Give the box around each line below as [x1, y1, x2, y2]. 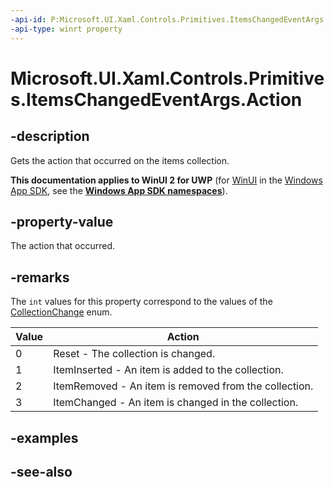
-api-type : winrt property [10, 24, 123, 34]
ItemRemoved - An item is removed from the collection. [53, 379, 314, 393]
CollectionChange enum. [10, 306, 113, 318]
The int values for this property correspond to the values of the [10, 296, 273, 308]
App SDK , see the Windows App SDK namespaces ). [10, 184, 228, 196]
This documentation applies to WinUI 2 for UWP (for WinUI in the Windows [10, 174, 323, 186]
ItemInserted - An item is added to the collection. [53, 363, 284, 377]
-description [10, 128, 90, 145]
